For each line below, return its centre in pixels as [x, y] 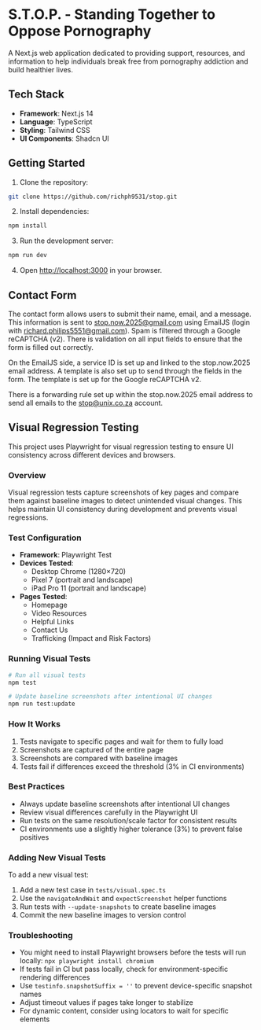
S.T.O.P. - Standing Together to [112, 15]
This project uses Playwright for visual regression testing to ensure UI [121, 447]
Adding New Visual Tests [57, 857]
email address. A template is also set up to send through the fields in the [125, 371]
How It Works [35, 724]
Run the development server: [66, 241]
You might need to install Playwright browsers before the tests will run [133, 952]
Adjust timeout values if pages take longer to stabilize [107, 1002]
